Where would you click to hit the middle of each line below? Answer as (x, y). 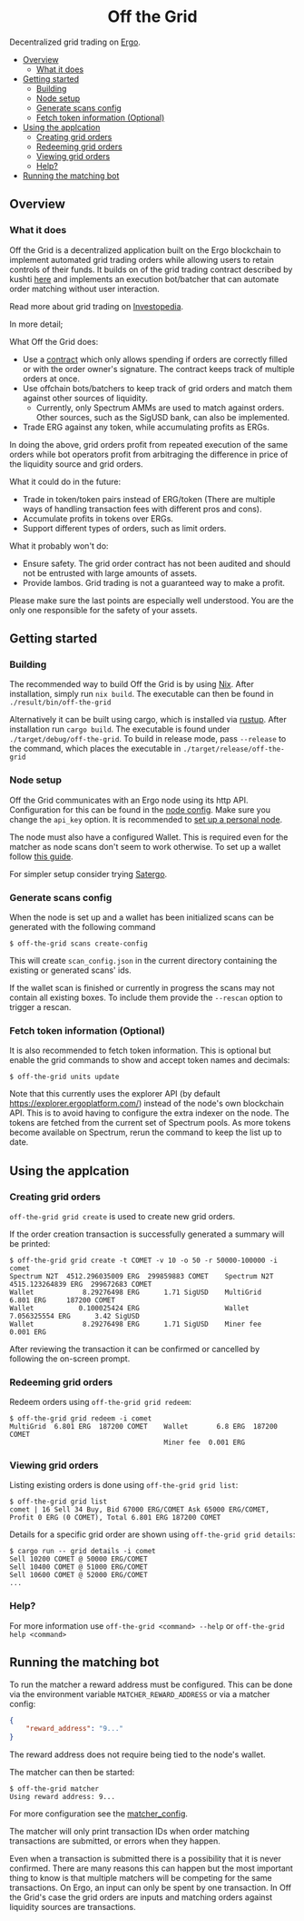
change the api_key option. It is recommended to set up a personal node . (146, 819)
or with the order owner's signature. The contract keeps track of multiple (158, 369)
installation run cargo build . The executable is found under (120, 729)
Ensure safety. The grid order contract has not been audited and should (157, 563)
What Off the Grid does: (54, 341)
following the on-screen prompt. (70, 1359)
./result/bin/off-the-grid (60, 703)
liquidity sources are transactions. (73, 1907)
